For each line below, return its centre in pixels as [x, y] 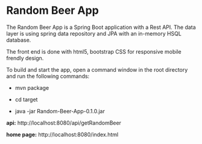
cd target [26, 99]
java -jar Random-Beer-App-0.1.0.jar [60, 111]
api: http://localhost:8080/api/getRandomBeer [64, 123]
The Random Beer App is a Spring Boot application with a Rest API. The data [101, 27]
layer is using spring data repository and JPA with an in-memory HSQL [94, 33]
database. [19, 40]
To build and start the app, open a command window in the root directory [97, 69]
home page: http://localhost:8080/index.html [62, 134]
